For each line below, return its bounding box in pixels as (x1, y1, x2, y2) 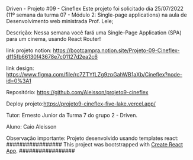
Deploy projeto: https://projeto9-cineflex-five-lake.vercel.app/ (6, 100, 156, 107)
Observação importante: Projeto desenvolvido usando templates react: (6, 135, 179, 142)
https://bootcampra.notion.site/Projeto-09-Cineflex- (53, 47, 180, 54)
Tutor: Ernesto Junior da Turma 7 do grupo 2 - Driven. (6, 112, 138, 119)
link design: (6, 65, 34, 72)
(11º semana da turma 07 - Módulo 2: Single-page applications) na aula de (6, 11, 188, 18)
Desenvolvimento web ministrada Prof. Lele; (6, 18, 114, 24)
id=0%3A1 (6, 77, 31, 84)
